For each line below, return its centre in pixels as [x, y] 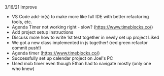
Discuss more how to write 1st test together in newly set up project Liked [85, 37]
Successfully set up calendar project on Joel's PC [62, 58]
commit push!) [26, 48]
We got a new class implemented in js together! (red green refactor [80, 43]
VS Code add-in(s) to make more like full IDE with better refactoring [80, 16]
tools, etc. [22, 22]
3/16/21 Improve [21, 7]
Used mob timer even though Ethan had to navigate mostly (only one [81, 63]
